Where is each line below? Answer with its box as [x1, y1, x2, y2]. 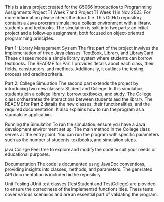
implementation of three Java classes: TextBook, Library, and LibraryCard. [5, 50, 155, 56]
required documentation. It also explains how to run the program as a [5, 106, 144, 112]
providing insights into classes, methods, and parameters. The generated [5, 166, 153, 172]
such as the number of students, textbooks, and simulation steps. [5, 137, 137, 143]
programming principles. [5, 35, 55, 41]
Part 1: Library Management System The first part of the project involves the [5, 45, 158, 50]
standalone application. [5, 112, 52, 117]
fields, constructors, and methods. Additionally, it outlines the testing [5, 66, 144, 72]
